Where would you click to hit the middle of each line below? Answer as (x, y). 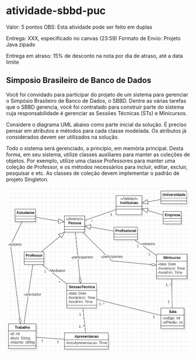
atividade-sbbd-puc (56, 11)
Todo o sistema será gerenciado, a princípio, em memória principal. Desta (95, 148)
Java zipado (21, 44)
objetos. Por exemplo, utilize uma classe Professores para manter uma (91, 160)
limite (13, 62)
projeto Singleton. (27, 179)
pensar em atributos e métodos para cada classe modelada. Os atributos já (96, 130)
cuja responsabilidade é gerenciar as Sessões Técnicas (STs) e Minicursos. (97, 113)
